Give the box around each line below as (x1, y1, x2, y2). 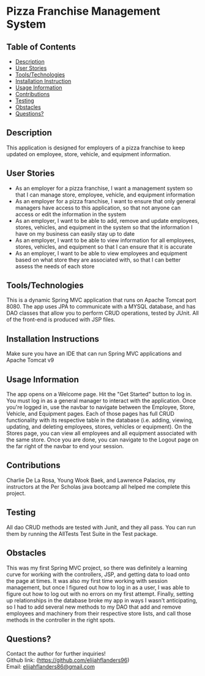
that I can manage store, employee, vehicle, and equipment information (15, 191, 195, 198)
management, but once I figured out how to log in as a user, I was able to (6, 584, 190, 591)
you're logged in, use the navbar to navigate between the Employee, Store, (6, 404, 195, 411)
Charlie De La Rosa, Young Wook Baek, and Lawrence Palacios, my (6, 476, 176, 484)
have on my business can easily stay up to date (15, 230, 135, 237)
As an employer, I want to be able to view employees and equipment (15, 249, 188, 257)
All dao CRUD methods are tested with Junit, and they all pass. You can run (6, 524, 196, 531)
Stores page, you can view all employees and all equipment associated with (6, 430, 197, 437)
